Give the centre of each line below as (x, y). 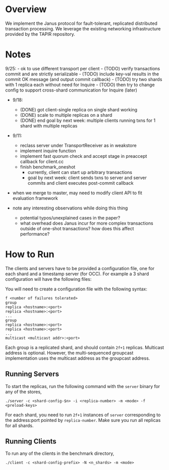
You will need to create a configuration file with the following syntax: (76, 289)
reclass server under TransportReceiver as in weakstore (78, 145)
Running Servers (32, 374)
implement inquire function (48, 151)
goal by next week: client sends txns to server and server (87, 178)
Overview (26, 9)
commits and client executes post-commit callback (80, 183)
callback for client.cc (42, 161)
